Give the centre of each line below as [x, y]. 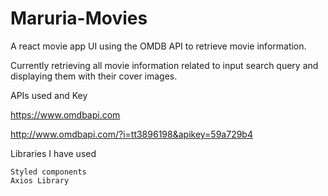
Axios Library [40, 180]
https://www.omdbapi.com [65, 114]
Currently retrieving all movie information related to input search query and [164, 65]
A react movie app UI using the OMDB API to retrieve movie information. [158, 46]
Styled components [48, 172]
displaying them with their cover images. [94, 76]
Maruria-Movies [79, 18]
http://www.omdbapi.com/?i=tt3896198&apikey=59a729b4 [131, 134]
